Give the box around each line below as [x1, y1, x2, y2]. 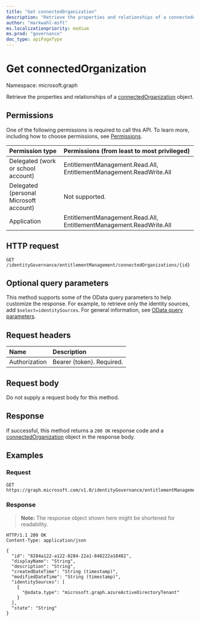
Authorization [9, 358, 47, 366]
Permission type [9, 146, 57, 155]
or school [9, 164, 36, 173]
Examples [6, 451, 43, 461]
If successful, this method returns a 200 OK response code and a [6, 427, 164, 434]
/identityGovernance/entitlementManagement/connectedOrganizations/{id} [6, 262, 190, 268]
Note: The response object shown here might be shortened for [20, 514, 176, 521]
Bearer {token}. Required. [52, 358, 123, 366]
